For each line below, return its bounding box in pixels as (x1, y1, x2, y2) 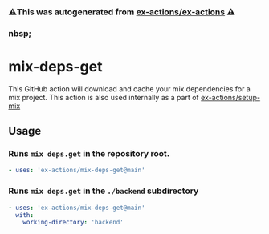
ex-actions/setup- (200, 92, 261, 102)
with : (15, 211, 35, 219)
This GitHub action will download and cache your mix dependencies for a (8, 83, 251, 94)
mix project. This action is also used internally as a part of (8, 92, 199, 102)
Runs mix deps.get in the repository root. (8, 148, 170, 159)
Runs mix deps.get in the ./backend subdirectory (8, 185, 199, 196)
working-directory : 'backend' (22, 219, 124, 227)
